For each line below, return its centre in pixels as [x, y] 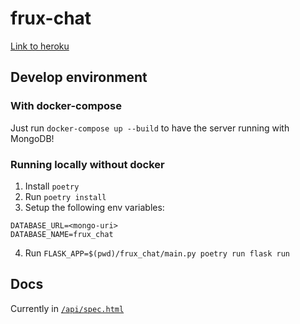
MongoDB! [32, 138]
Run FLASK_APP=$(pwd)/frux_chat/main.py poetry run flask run [157, 253]
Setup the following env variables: [94, 207]
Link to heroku [40, 46]
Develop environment [79, 77]
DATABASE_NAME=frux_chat [62, 234]
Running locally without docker [87, 164]
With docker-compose [66, 106]
